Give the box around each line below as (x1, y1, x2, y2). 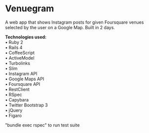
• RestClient (5, 86, 30, 92)
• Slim (5, 65, 18, 71)
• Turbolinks (5, 60, 31, 66)
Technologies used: (5, 34, 47, 40)
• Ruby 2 (5, 39, 23, 45)
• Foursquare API (5, 81, 40, 87)
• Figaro (5, 112, 22, 118)
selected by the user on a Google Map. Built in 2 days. (5, 24, 115, 30)
